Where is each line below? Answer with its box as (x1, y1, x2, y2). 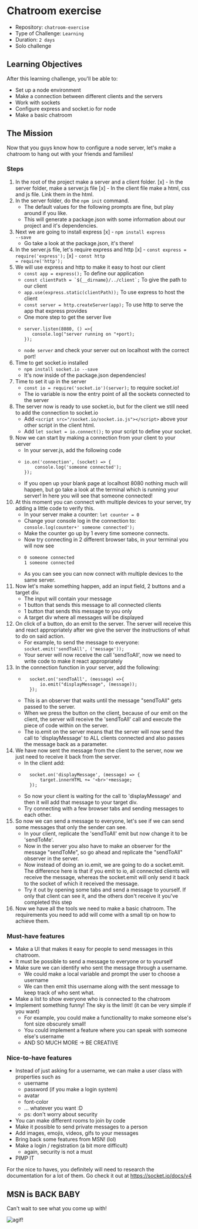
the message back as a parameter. (24, 740, 108, 747)
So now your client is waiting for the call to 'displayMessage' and (24, 792, 182, 799)
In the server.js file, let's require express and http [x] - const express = (15, 246, 187, 253)
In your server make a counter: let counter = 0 (24, 510, 140, 518)
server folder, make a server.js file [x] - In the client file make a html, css (15, 184, 190, 192)
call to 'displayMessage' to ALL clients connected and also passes (24, 734, 185, 742)
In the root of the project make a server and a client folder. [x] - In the (15, 178, 183, 185)
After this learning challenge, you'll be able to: (6, 75, 118, 82)
